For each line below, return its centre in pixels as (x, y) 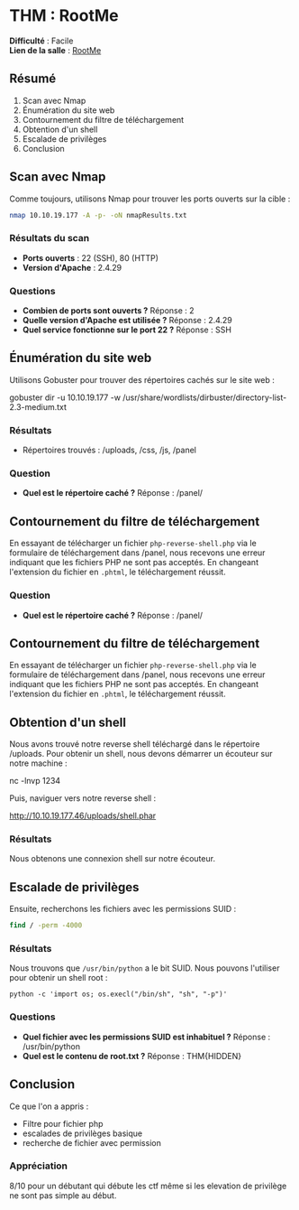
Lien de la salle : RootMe (55, 50)
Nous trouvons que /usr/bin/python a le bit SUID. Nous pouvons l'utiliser (145, 968)
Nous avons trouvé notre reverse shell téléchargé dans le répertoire (135, 744)
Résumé (33, 79)
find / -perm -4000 (46, 926)
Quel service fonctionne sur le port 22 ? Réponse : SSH (127, 330)
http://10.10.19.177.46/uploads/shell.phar (83, 816)
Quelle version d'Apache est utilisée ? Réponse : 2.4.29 (127, 321)
